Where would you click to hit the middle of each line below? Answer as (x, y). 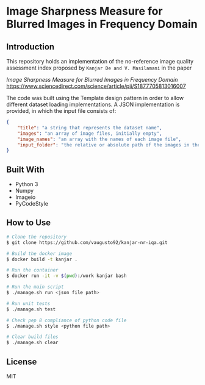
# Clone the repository (37, 237)
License (22, 362)
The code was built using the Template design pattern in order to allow (95, 98)
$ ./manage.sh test (31, 309)
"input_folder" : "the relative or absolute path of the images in (103, 145)
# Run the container (33, 270)
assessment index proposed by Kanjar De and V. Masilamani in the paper (99, 68)
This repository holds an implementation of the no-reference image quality (100, 61)
